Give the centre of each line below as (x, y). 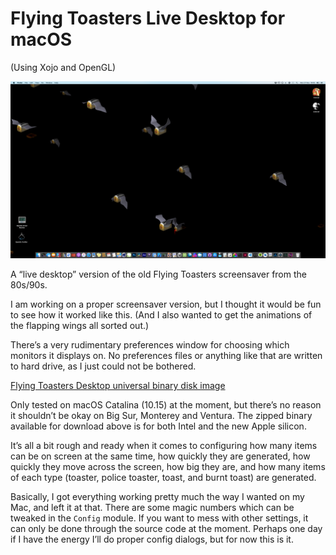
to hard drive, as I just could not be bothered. (103, 366)
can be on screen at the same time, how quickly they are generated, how (160, 456)
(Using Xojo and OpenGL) (63, 67)
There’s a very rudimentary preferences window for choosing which (150, 345)
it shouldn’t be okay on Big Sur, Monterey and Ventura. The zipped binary (161, 416)
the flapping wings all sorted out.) (80, 326)
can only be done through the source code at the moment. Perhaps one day (166, 529)
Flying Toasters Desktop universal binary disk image (118, 386)
